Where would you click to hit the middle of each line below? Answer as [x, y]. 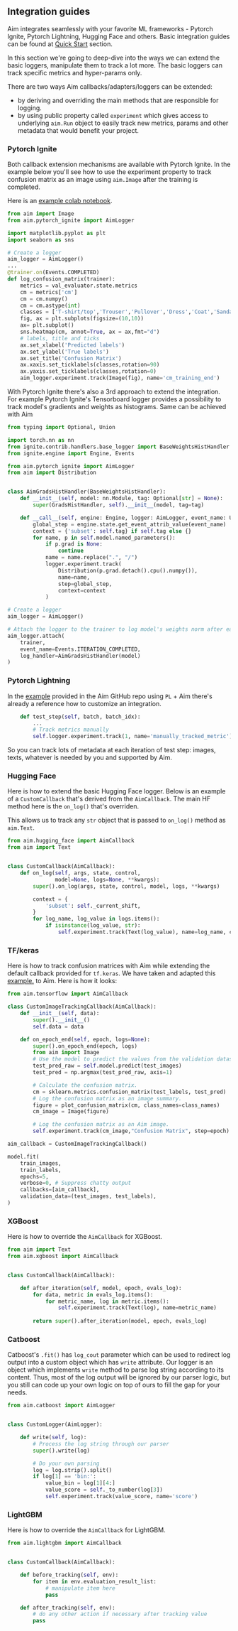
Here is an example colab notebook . [60, 201]
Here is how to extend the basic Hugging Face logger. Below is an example [117, 791]
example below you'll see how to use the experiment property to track [109, 172]
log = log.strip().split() [73, 1470]
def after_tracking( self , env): [68, 1608]
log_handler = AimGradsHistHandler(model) [80, 656]
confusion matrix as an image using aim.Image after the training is [103, 180]
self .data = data [58, 1026]
